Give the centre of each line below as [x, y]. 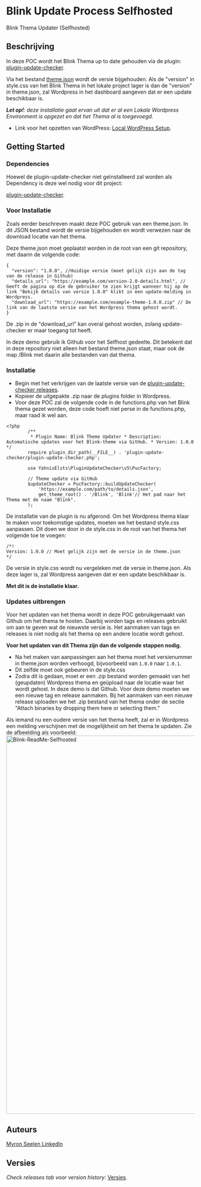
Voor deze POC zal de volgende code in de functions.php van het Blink [102, 402]
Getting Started [36, 147]
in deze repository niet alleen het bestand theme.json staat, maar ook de [95, 348]
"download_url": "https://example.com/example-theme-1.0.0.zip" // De [101, 302]
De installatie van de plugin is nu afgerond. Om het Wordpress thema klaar [98, 516]
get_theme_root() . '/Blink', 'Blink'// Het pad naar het [112, 495]
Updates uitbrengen [36, 601]
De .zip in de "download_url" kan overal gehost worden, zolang [84, 324]
